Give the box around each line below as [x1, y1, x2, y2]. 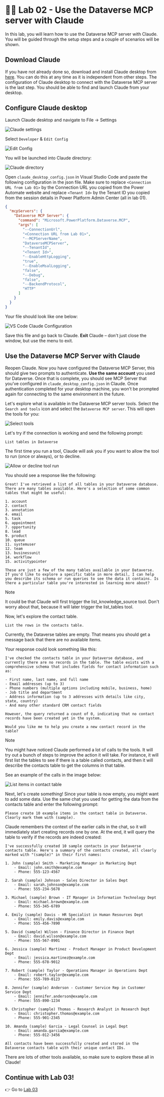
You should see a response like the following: [5, 472, 96, 478]
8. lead [5, 529, 21, 534]
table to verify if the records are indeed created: [5, 834, 102, 840]
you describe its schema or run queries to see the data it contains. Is [5, 576, 159, 581]
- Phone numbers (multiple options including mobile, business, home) [5, 685, 152, 691]
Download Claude [5, 56, 61, 64]
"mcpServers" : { [9, 209, 43, 214]
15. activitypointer [5, 559, 47, 564]
